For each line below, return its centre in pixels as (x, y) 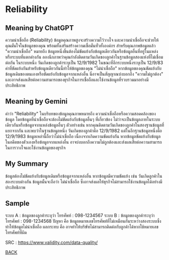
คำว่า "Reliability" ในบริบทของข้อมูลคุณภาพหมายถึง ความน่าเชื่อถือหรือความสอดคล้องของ (81, 113)
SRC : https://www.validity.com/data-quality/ (52, 242)
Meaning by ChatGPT (40, 28)
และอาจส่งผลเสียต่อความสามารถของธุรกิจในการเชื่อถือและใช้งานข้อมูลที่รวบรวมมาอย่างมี (77, 80)
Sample (17, 203)
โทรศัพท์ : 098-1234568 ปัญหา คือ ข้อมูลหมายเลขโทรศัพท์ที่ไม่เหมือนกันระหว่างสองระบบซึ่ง (83, 221)
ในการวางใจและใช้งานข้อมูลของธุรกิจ (35, 148)
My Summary (27, 164)
